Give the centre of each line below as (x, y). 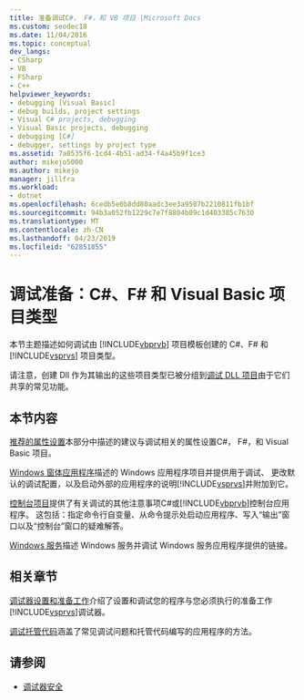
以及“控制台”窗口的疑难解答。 (73, 526)
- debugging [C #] (42, 137)
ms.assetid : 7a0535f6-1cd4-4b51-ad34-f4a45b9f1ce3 (107, 153)
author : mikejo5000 (46, 162)
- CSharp (26, 60)
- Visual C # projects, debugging (73, 119)
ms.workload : (34, 188)
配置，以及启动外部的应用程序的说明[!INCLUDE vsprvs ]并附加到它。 (167, 484)
